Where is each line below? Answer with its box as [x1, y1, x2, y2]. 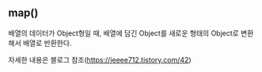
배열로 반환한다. [22, 38, 72, 47]
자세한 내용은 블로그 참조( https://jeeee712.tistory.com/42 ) [8, 55, 192, 64]
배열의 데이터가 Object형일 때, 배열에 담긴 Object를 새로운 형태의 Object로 [8, 28, 239, 38]
